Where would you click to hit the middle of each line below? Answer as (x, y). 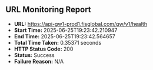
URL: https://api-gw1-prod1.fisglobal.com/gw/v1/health (81, 24)
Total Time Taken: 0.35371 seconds (58, 42)
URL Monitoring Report (49, 10)
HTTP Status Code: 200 (44, 49)
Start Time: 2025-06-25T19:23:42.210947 (66, 30)
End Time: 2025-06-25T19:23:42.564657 (65, 36)
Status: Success (34, 55)
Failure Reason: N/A (39, 61)
